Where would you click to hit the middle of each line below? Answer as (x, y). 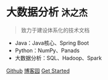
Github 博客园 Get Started (38, 70)
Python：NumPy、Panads (47, 50)
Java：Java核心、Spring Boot (52, 43)
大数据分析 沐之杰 (47, 12)
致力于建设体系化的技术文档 (55, 30)
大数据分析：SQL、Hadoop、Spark (58, 58)
